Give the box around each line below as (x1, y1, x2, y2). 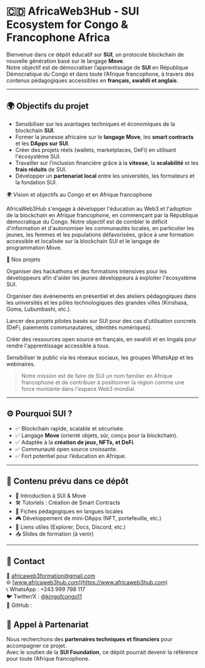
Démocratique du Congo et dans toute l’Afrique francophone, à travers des (6, 70, 195, 78)
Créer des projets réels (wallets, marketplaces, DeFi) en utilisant (15, 146, 176, 153)
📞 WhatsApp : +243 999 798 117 (6, 586, 85, 593)
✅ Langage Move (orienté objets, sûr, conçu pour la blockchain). (15, 432, 178, 439)
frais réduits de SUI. (15, 165, 67, 173)
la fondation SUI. (15, 178, 57, 186)
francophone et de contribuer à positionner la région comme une (21, 379, 185, 386)
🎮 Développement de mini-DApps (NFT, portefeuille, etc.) (15, 515, 162, 522)
